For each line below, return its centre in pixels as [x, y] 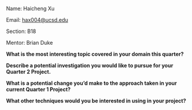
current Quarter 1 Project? [38, 89]
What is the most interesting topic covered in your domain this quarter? [95, 54]
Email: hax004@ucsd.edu [37, 20]
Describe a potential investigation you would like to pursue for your [90, 65]
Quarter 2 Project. [28, 72]
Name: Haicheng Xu [30, 9]
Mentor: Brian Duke [30, 43]
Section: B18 [21, 31]
